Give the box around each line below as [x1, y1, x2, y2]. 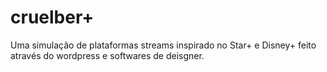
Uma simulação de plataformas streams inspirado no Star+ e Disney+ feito [10, 39, 317, 51]
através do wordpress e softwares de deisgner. [10, 49, 205, 61]
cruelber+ [10, 6, 95, 29]
